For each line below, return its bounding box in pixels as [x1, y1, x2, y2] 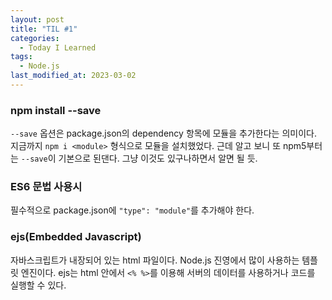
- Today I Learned [19, 42, 97, 53]
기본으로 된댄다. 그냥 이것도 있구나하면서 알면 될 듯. [58, 152, 258, 165]
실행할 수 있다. [10, 279, 67, 291]
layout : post [10, 14, 65, 25]
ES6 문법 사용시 [10, 180, 83, 194]
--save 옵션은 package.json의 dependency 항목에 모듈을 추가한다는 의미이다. [10, 127, 317, 140]
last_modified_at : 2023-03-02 [10, 71, 137, 81]
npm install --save [10, 103, 102, 117]
